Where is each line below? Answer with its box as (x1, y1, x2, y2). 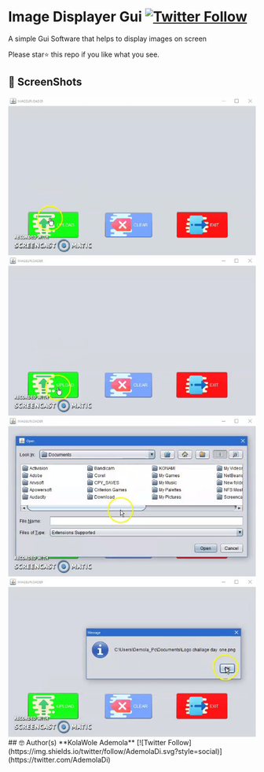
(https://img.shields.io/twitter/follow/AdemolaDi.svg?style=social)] (8, 746, 222, 755)
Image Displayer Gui (8, 8, 143, 26)
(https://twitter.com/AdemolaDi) (8, 755, 112, 764)
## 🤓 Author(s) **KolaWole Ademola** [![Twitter (8, 737, 167, 747)
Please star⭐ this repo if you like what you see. (8, 50, 159, 59)
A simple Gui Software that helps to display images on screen (8, 34, 207, 43)
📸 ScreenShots (8, 76, 82, 89)
